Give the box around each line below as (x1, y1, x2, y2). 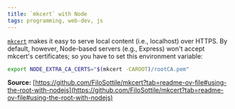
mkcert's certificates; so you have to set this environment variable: (7, 51, 203, 61)
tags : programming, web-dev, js (7, 17, 103, 24)
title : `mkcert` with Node (7, 10, 88, 18)
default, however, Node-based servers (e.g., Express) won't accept (7, 44, 205, 53)
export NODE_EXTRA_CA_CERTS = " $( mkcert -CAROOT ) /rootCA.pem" (7, 66, 190, 73)
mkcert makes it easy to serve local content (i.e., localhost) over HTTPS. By (7, 36, 228, 45)
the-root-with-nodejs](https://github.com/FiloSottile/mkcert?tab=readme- (7, 86, 224, 95)
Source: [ (7, 78, 36, 87)
